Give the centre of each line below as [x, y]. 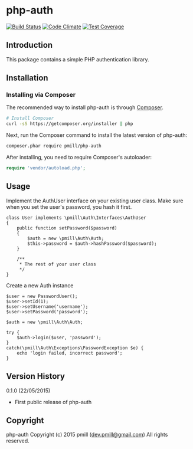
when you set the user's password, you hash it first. [69, 207]
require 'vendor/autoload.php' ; [46, 168]
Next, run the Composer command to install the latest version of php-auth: [97, 135]
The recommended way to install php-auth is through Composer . [85, 107]
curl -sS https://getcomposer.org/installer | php [70, 124]
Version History [35, 376]
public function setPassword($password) [67, 228]
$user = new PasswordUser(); [42, 296]
